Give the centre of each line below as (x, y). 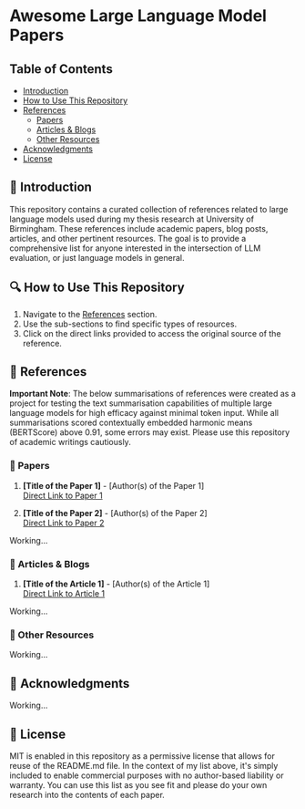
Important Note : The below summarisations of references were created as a (152, 394)
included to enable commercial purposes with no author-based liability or (147, 775)
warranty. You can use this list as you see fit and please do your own (138, 784)
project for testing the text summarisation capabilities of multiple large (141, 403)
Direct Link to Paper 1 (62, 495)
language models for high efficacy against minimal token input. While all (144, 413)
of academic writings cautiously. (71, 442)
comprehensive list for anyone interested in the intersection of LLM (135, 248)
